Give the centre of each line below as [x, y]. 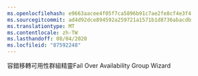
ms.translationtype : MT [41, 26]
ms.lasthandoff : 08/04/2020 [47, 39]
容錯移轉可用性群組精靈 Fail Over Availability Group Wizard [89, 65]
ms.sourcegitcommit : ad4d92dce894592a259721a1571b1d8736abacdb [99, 20]
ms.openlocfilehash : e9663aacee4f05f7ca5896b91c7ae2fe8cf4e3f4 [99, 13]
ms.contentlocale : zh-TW [42, 33]
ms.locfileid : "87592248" [44, 45]
